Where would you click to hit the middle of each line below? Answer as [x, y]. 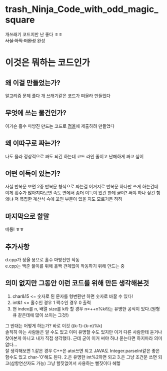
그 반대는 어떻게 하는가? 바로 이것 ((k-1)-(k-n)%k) [54, 325]
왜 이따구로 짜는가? [33, 143]
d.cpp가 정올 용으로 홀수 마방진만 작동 [42, 260]
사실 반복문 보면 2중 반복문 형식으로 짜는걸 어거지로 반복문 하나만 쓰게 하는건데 [82, 187]
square [20, 20]
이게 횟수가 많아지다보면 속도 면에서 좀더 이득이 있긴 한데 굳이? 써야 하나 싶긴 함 [83, 193]
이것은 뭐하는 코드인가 [47, 63]
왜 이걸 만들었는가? [33, 83]
